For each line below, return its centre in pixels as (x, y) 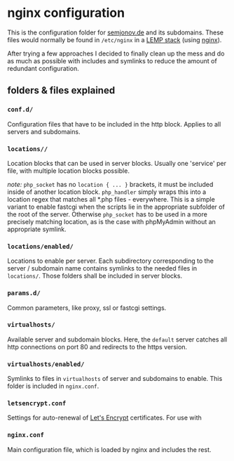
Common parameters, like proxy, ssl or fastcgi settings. (87, 308)
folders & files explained (61, 90)
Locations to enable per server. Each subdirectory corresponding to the (110, 261)
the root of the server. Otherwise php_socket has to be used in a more (108, 214)
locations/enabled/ (40, 246)
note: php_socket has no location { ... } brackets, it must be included (110, 184)
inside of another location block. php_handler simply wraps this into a (107, 192)
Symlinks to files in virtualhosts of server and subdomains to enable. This (115, 379)
